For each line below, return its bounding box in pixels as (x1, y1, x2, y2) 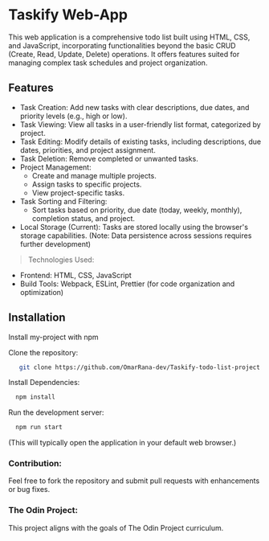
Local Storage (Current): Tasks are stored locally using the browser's (19, 222, 249, 232)
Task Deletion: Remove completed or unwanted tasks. (19, 154, 198, 163)
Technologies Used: (27, 255, 95, 264)
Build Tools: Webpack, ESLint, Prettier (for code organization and (19, 279, 235, 289)
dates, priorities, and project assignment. (19, 145, 157, 154)
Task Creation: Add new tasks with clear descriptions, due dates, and (19, 102, 250, 112)
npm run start (15, 424, 63, 432)
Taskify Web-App (8, 6, 128, 24)
